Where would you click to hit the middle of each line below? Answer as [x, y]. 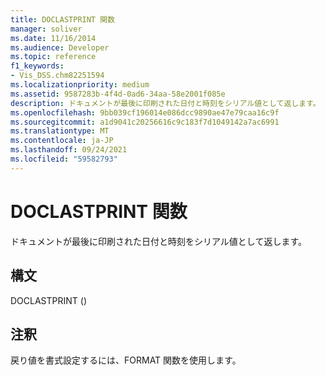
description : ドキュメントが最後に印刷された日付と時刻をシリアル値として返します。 [165, 103]
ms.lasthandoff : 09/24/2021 [69, 150]
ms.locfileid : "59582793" [64, 159]
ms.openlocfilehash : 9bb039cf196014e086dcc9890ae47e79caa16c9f [145, 112]
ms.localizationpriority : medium [80, 85]
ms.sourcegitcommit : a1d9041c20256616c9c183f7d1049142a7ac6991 [145, 122]
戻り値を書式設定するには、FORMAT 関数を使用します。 [126, 360]
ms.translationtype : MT [60, 131]
